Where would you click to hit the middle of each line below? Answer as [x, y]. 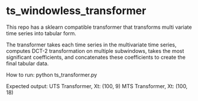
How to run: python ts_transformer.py [52, 75]
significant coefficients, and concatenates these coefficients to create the [96, 57]
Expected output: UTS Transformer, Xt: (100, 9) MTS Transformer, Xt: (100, [97, 86]
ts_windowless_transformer [76, 11]
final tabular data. [27, 63]
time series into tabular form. [41, 33]
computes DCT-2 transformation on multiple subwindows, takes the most [95, 51]
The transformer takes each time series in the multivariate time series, [91, 45]
